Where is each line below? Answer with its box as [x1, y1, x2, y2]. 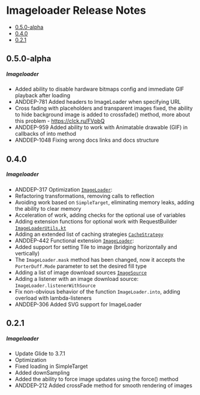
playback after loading [14, 92, 71, 99]
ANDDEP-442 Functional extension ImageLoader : [14, 237, 134, 244]
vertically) [14, 250, 40, 257]
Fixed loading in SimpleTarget [14, 363, 88, 370]
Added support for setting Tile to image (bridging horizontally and [14, 243, 178, 250]
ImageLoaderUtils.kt [14, 225, 66, 231]
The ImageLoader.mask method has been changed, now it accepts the [14, 256, 186, 263]
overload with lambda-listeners [14, 294, 92, 301]
